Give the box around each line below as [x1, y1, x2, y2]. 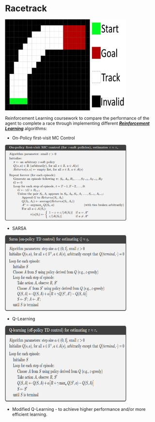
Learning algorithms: [5, 125, 47, 131]
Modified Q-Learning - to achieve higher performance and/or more [12, 406, 146, 412]
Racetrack [5, 3, 47, 14]
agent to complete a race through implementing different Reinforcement [5, 120, 150, 126]
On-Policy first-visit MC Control [12, 135, 75, 141]
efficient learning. [12, 411, 47, 417]
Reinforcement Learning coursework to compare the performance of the [5, 115, 150, 121]
